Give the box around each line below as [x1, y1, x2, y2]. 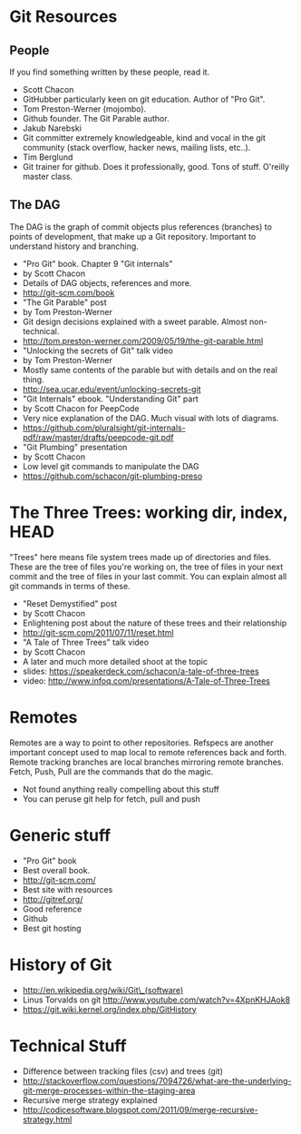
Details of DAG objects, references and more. [22, 277, 192, 288]
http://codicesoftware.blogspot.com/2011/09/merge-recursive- [22, 1104, 258, 1115]
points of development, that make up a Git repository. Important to [9, 231, 257, 242]
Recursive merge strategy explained [22, 1094, 158, 1105]
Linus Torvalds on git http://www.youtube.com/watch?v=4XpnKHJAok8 [22, 994, 291, 1005]
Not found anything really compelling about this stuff [22, 784, 220, 794]
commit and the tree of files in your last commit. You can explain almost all [9, 570, 287, 582]
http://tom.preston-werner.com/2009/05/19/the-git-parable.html [22, 335, 264, 346]
